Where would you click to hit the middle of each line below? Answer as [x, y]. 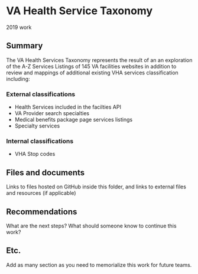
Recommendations [42, 212]
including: [18, 79]
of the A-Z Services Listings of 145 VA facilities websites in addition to [91, 66]
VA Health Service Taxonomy [79, 11]
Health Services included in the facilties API [68, 107]
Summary [25, 46]
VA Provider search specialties [52, 113]
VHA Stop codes [35, 154]
